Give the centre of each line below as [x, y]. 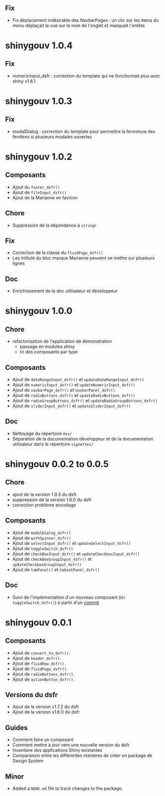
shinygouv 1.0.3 [39, 101]
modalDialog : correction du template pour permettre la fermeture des [84, 131]
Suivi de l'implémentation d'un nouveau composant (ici [69, 597]
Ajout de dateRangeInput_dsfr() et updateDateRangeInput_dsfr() [78, 379]
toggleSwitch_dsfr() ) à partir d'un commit [56, 602]
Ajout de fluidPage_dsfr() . [40, 669]
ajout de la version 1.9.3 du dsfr [44, 494]
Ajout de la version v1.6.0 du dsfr [46, 712]
